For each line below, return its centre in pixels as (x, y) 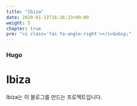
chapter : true (24, 28)
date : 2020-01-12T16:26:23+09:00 (48, 17)
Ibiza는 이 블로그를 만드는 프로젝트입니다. (54, 97)
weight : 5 (18, 23)
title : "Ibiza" (25, 12)
